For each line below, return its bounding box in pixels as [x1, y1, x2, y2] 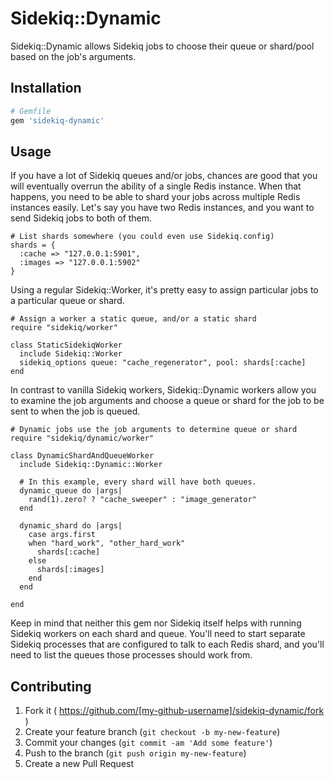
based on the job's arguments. [10, 50, 137, 62]
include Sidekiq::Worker [19, 349, 123, 359]
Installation [10, 80, 82, 97]
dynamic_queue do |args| [19, 486, 123, 496]
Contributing [10, 678, 92, 695]
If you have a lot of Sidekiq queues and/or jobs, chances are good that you [10, 170, 318, 182]
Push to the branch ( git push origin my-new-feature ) [24, 747, 247, 759]
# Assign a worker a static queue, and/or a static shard [10, 314, 257, 324]
